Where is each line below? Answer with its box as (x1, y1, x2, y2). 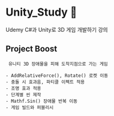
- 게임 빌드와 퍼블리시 (5, 105, 54, 111)
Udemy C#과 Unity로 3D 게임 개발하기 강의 (5, 26, 109, 33)
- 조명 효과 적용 (5, 85, 41, 91)
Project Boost (5, 44, 58, 54)
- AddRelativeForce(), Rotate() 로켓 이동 (5, 72, 109, 79)
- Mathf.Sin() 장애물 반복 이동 (5, 98, 78, 104)
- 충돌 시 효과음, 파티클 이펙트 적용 (5, 79, 85, 85)
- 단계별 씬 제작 (5, 91, 41, 98)
